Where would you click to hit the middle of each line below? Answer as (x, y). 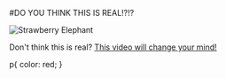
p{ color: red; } (36, 64)
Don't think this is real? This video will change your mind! (113, 47)
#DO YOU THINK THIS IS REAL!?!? (72, 13)
